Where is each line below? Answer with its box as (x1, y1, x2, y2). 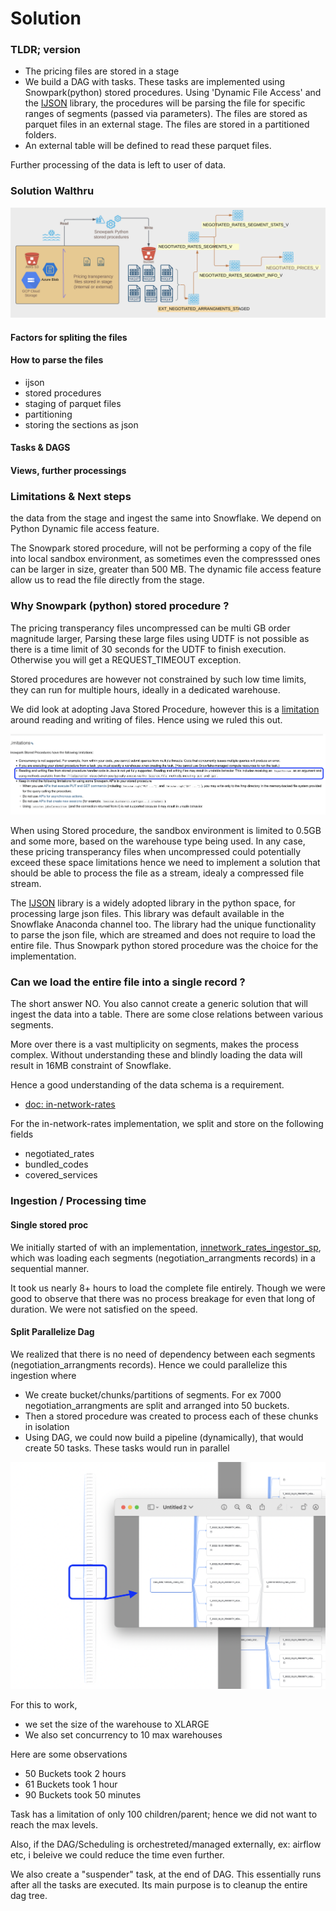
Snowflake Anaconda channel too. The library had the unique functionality (10, 918, 317, 931)
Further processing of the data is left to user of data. (10, 159, 227, 171)
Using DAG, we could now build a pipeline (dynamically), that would (24, 1431, 304, 1443)
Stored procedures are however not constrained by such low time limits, (10, 673, 307, 685)
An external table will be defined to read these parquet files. (24, 140, 272, 152)
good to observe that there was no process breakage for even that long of (10, 1292, 316, 1304)
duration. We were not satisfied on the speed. (10, 1303, 198, 1315)
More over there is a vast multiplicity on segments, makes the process (10, 1038, 300, 1051)
